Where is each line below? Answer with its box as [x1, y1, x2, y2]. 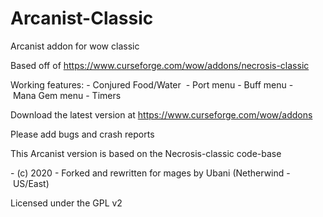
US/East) [12, 177, 50, 189]
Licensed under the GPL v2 [10, 197, 123, 209]
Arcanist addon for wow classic [10, 40, 140, 52]
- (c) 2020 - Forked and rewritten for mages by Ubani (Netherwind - [10, 167, 291, 179]
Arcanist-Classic [10, 7, 154, 30]
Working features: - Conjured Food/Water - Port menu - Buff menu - [10, 78, 294, 91]
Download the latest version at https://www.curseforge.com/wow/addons [10, 108, 313, 121]
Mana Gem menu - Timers [12, 89, 122, 101]
